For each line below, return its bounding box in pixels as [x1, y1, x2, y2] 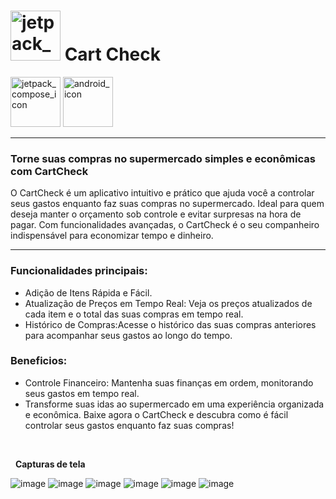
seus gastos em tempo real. [24, 387, 140, 399]
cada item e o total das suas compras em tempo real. [24, 308, 244, 320]
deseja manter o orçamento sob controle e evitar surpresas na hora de [10, 208, 302, 220]
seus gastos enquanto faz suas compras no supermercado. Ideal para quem [10, 198, 325, 210]
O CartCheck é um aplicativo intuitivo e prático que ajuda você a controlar [10, 187, 315, 199]
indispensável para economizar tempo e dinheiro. [10, 230, 214, 242]
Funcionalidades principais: [10, 264, 148, 278]
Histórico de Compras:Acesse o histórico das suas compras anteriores [24, 318, 317, 330]
